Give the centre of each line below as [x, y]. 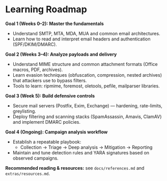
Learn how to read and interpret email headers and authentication [82, 39]
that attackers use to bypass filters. [50, 80]
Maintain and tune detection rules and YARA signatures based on [81, 152]
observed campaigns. [35, 158]
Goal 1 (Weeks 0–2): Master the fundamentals [55, 24]
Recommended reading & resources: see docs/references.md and [75, 168]
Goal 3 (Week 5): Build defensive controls [50, 96]
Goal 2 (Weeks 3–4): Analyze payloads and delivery [61, 54]
